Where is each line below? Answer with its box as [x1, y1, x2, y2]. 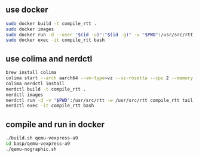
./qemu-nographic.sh [5, 146, 57, 152]
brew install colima [5, 70, 57, 76]
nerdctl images [5, 92, 44, 98]
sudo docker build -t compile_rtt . [5, 20, 97, 26]
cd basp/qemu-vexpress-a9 [5, 140, 70, 147]
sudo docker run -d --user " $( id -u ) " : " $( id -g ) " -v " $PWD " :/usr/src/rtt [5, 32, 194, 38]
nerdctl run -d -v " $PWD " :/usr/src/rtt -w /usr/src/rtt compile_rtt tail [5, 97, 194, 103]
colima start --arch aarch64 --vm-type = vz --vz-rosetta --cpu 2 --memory [5, 75, 194, 81]
